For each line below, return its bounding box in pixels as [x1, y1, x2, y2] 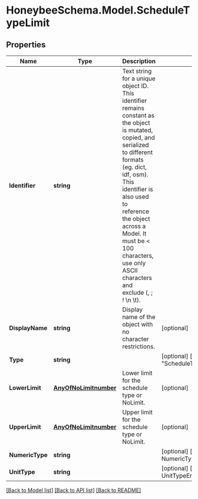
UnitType [9, 468, 35, 476]
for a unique [122, 74, 156, 83]
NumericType [9, 451, 48, 459]
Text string [122, 67, 152, 75]
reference [122, 207, 149, 216]
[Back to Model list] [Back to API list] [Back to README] [6, 487, 141, 494]
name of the [122, 313, 156, 321]
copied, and [122, 133, 155, 142]
